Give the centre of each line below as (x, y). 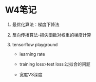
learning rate (32, 54)
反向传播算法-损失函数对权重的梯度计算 (52, 35)
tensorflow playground (35, 44)
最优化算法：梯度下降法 (36, 24)
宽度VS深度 (31, 74)
